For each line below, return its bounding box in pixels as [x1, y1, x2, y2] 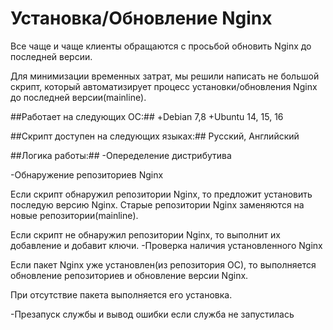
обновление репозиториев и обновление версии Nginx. [10, 269, 249, 281]
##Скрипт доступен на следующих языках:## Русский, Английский [10, 130, 300, 142]
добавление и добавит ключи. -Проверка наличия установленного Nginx [10, 239, 323, 251]
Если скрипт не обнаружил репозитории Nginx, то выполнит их [10, 228, 281, 241]
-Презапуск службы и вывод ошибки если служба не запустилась [10, 308, 295, 320]
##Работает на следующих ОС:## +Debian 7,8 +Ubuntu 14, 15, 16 [10, 110, 284, 122]
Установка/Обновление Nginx [10, 7, 273, 30]
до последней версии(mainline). [10, 91, 147, 103]
